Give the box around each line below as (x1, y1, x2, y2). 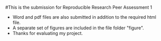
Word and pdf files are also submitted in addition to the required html (12, 14, 156, 20)
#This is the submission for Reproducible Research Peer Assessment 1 (5, 5, 152, 10)
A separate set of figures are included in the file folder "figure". (12, 25, 144, 31)
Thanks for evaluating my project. (12, 30, 83, 36)
